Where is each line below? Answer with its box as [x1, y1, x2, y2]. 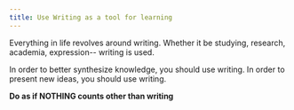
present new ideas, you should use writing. [9, 73, 167, 84]
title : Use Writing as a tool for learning [9, 12, 173, 22]
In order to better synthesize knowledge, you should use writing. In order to [9, 64, 286, 75]
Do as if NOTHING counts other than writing [9, 90, 174, 101]
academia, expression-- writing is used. [9, 46, 155, 58]
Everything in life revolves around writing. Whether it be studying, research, [9, 37, 286, 48]
